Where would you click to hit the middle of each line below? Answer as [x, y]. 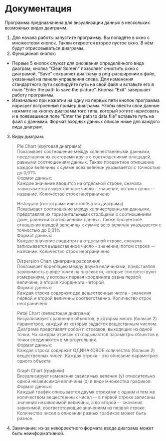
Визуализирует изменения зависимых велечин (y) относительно [86, 376]
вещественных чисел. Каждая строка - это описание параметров [87, 356]
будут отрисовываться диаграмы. [48, 48]
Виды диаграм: [28, 136]
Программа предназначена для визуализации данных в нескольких [77, 22]
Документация [38, 9]
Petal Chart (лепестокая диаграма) [54, 313]
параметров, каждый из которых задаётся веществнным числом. [87, 324]
